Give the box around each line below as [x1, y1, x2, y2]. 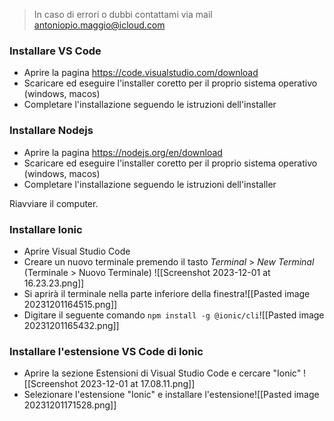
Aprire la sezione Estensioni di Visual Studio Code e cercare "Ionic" [23, 367, 302, 379]
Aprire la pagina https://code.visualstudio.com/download [23, 67, 259, 79]
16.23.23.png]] [23, 277, 85, 289]
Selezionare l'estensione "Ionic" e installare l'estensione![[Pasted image [23, 389, 320, 401]
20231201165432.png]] [23, 319, 120, 331]
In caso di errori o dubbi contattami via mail [33, 9, 213, 20]
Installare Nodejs [9, 124, 94, 138]
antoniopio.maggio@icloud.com [33, 19, 166, 31]
